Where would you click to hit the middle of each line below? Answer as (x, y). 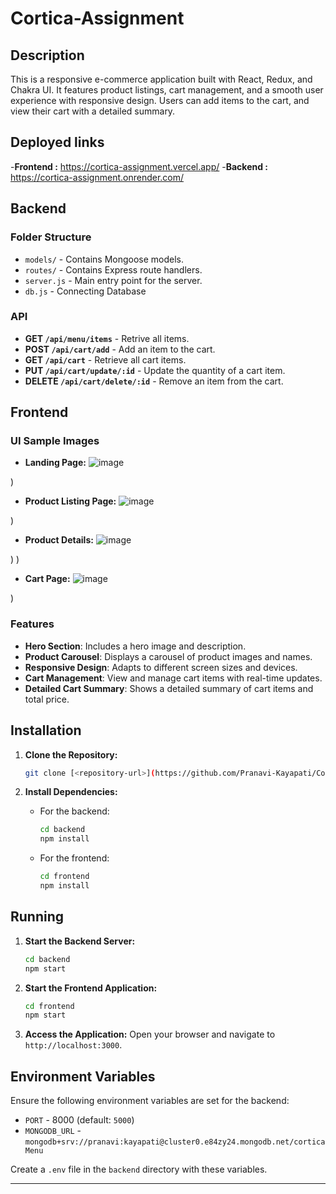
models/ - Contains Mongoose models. (104, 259)
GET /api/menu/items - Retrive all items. (107, 338)
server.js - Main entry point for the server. (113, 280)
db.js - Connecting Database (85, 291)
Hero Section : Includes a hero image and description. (135, 646)
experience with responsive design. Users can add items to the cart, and (160, 100)
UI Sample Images (55, 441)
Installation (46, 730)
